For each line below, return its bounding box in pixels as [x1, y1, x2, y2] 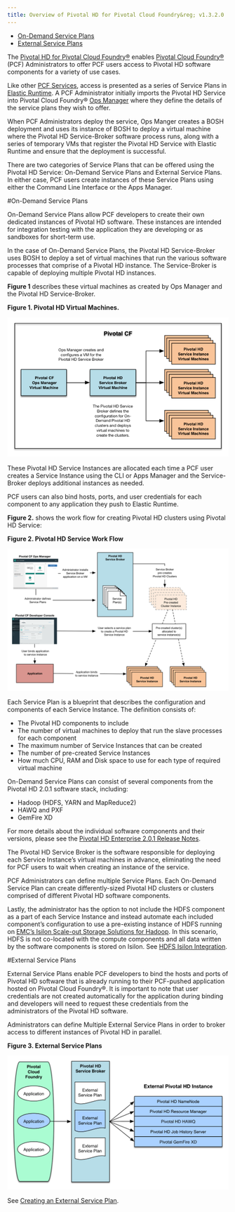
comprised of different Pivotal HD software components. [7, 892, 170, 900]
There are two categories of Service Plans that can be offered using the [7, 160, 215, 169]
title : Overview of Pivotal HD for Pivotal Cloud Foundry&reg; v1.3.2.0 [7, 11, 224, 18]
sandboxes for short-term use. [7, 232, 96, 241]
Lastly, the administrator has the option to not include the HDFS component [7, 905, 225, 914]
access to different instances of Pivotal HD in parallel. [7, 1028, 163, 1036]
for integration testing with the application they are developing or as [7, 225, 203, 233]
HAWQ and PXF [17, 806, 63, 815]
